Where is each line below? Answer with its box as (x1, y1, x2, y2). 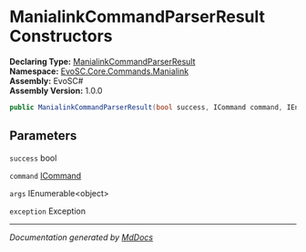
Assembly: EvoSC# (9, 75, 84, 86)
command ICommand (9, 170, 82, 181)
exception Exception (9, 205, 87, 216)
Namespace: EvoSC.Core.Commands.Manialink (9, 66, 189, 77)
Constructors (9, 26, 113, 47)
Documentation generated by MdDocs (9, 231, 153, 243)
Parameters (9, 128, 77, 143)
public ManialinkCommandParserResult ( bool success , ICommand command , (9, 102, 283, 111)
